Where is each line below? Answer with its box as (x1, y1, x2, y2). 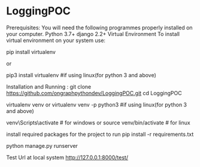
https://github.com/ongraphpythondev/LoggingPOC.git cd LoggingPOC (6, 89, 182, 96)
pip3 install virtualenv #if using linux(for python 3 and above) (6, 71, 157, 78)
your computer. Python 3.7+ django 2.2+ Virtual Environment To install (6, 30, 180, 37)
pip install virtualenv (6, 48, 56, 55)
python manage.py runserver (6, 142, 78, 149)
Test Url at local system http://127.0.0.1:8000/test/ (6, 154, 129, 161)
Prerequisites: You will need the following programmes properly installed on (6, 24, 193, 31)
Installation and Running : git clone (6, 83, 92, 90)
